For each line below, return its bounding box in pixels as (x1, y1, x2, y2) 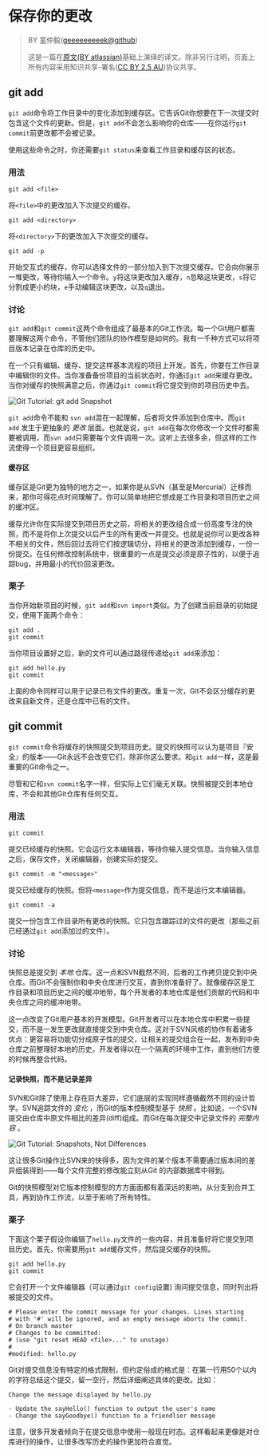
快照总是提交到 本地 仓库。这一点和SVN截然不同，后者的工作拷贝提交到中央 (8, 967, 258, 978)
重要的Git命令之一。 (8, 761, 74, 771)
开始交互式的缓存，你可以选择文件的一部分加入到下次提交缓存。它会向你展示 (8, 263, 260, 272)
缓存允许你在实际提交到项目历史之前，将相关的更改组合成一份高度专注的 (8, 519, 246, 528)
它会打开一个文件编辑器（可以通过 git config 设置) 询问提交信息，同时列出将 (8, 1282, 258, 1291)
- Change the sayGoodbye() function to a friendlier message (8, 1412, 216, 1420)
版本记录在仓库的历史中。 (14, 344, 100, 354)
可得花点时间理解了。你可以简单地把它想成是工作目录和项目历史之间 (35, 492, 260, 501)
